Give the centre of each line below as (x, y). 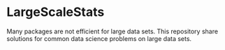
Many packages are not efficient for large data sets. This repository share (112, 31)
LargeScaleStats (56, 12)
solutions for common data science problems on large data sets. (99, 38)
